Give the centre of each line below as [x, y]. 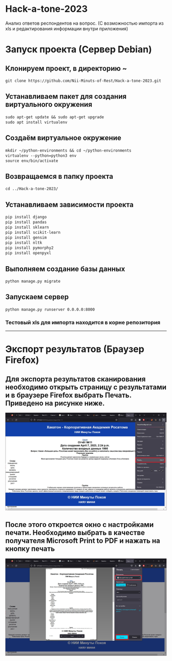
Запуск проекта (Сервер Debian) [79, 50]
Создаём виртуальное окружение [63, 138]
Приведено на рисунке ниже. [55, 403]
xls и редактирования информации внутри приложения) [67, 28]
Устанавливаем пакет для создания [66, 96]
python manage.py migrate [33, 281]
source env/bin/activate [32, 161]
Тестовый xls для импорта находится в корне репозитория [83, 322]
